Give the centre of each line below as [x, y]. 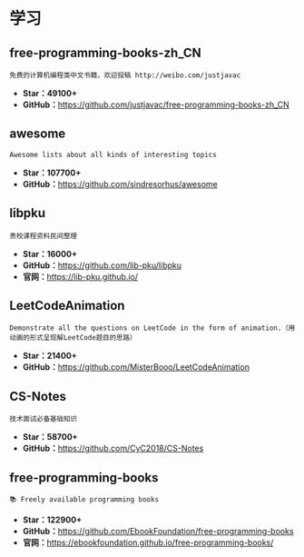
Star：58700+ [50, 437]
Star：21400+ [49, 356]
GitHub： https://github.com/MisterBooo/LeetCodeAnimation [136, 367]
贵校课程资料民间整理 [43, 236]
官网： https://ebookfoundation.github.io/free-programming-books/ [148, 542]
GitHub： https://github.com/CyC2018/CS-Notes [113, 448]
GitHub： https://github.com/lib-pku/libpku [102, 265]
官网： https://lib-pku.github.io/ [80, 276]
